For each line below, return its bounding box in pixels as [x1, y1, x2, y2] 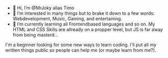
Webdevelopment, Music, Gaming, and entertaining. [12, 16, 123, 21]
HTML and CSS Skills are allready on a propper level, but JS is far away [12, 26, 163, 33]
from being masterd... [12, 32, 59, 38]
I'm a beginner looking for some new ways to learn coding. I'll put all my [5, 42, 157, 48]
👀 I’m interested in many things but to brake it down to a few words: [12, 10, 155, 16]
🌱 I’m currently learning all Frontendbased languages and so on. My [12, 21, 155, 27]
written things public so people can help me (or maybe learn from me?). [5, 47, 156, 53]
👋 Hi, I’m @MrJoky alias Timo [12, 5, 75, 11]
